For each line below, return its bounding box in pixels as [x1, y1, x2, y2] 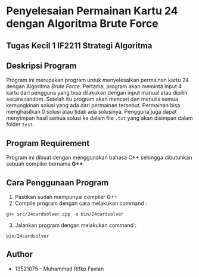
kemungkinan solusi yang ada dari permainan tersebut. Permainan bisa [6, 102, 181, 109]
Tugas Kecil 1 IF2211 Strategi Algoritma [6, 41, 153, 51]
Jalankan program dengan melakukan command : [14, 222, 137, 229]
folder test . [6, 121, 35, 128]
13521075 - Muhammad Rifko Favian [14, 265, 104, 272]
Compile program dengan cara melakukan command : [14, 200, 147, 207]
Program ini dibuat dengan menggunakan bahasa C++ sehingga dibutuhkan [6, 154, 192, 161]
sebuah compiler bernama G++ [6, 160, 83, 167]
